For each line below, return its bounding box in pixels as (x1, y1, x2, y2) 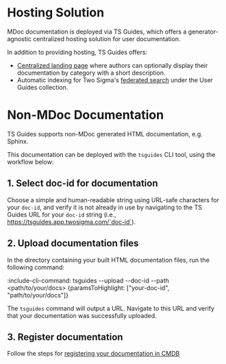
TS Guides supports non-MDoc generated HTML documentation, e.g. (7, 130, 203, 138)
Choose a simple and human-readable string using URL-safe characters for (7, 195, 219, 204)
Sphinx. (7, 137, 29, 145)
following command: (7, 263, 65, 271)
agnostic (7, 34, 32, 43)
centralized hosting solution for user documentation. (33, 34, 181, 43)
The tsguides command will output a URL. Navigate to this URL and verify (7, 304, 214, 313)
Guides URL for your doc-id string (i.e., (7, 210, 116, 219)
